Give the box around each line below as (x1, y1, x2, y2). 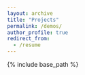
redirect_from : (7, 35, 50, 42)
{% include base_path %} (7, 61, 79, 68)
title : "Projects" (7, 16, 59, 23)
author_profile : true (7, 29, 69, 36)
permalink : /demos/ (7, 22, 63, 29)
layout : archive (7, 10, 53, 17)
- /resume (13, 42, 41, 48)
